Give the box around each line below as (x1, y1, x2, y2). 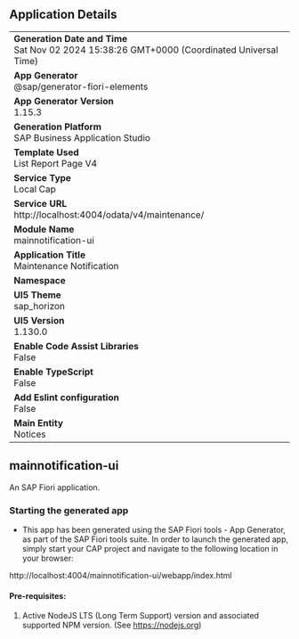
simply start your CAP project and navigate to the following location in (21, 543, 279, 553)
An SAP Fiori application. (9, 481, 101, 493)
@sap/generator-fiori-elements (13, 80, 149, 93)
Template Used (13, 146, 80, 159)
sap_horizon (13, 299, 65, 312)
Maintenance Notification (13, 259, 119, 272)
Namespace (13, 274, 67, 286)
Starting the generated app (9, 504, 129, 516)
